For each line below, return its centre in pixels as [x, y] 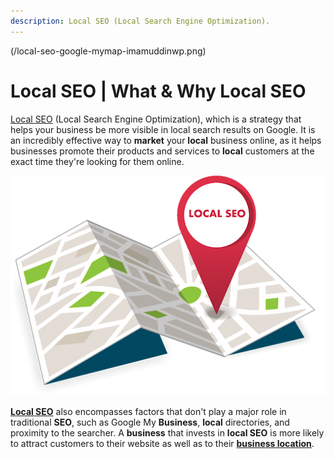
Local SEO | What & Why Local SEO [158, 91]
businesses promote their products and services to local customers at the [162, 151]
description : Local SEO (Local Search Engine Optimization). [140, 21]
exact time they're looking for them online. [97, 161]
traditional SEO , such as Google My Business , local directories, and [150, 422]
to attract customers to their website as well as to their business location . [162, 443]
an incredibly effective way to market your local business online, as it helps [166, 140]
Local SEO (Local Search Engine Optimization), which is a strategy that [156, 119]
